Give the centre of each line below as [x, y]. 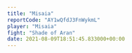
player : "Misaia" [32, 26]
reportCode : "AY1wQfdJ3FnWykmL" [54, 20]
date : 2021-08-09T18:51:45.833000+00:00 [66, 39]
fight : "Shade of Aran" [41, 33]
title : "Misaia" [30, 13]
